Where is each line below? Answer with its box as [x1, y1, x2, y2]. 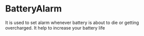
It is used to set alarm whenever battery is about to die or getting [5, 19, 139, 25]
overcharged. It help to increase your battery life [5, 24, 105, 30]
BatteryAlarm [5, 3, 62, 14]
